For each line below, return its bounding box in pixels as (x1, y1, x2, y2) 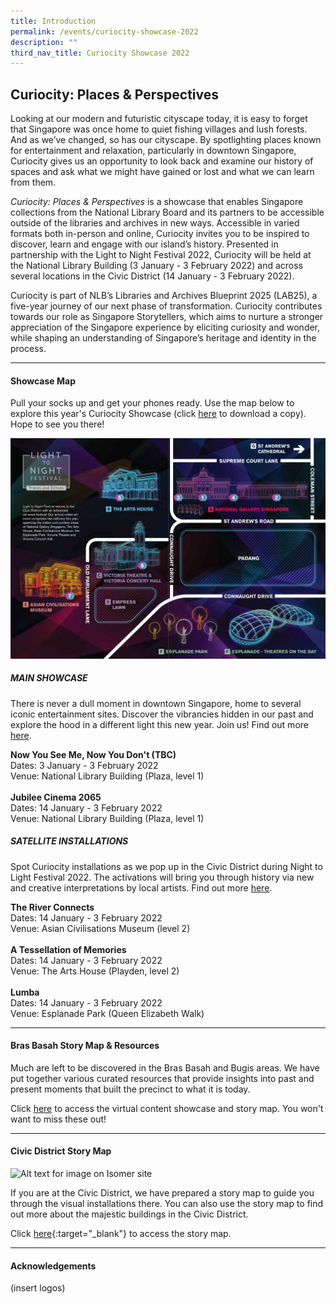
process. (10, 343, 47, 355)
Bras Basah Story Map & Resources (10, 1040, 160, 1052)
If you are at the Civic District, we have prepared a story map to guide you (10, 1187, 315, 1199)
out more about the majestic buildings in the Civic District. (10, 1208, 249, 1220)
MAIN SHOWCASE (10, 672, 88, 684)
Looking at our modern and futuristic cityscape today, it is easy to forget (10, 113, 308, 125)
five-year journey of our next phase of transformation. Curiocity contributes (10, 300, 323, 312)
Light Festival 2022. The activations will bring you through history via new (10, 871, 315, 883)
